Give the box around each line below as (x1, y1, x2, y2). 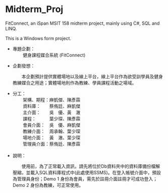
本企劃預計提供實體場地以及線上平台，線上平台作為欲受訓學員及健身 (21, 73, 163, 79)
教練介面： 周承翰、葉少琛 (22, 128, 81, 134)
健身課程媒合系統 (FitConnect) (22, 52, 86, 58)
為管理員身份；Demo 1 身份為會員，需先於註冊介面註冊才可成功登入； (12, 175, 158, 182)
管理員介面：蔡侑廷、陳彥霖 (22, 141, 81, 147)
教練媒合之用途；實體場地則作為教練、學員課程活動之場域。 (12, 80, 137, 86)
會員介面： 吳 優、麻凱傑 (22, 122, 81, 128)
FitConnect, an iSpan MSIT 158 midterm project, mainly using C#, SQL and (5, 20, 160, 26)
